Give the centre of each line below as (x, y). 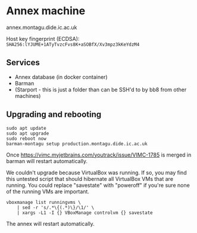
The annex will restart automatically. (51, 224)
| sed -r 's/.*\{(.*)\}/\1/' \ (56, 208)
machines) (28, 95)
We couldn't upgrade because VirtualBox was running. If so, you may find (96, 173)
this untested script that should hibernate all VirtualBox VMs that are (90, 178)
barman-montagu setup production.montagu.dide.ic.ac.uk (77, 143)
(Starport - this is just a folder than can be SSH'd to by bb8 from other (101, 90)
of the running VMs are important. (48, 191)
